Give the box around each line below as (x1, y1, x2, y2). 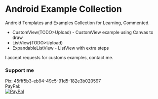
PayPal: (5, 83, 21, 89)
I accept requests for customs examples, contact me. (5, 54, 114, 60)
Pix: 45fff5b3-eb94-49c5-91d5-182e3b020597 (5, 78, 101, 84)
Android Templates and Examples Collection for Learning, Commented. (5, 20, 150, 26)
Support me (5, 66, 35, 73)
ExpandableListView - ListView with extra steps (12, 45, 109, 51)
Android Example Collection (5, 3, 122, 15)
